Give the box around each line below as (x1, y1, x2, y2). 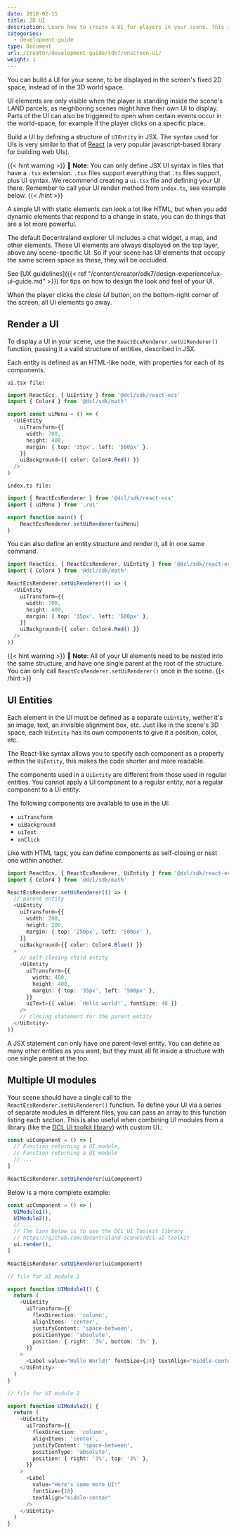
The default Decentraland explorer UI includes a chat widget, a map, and (7, 233, 218, 241)
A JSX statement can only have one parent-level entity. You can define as (7, 1039, 220, 1047)
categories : (7, 30, 42, 37)
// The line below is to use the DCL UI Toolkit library (13, 1228, 184, 1235)
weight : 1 (7, 56, 37, 63)
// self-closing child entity (20, 954, 109, 961)
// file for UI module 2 (7, 1390, 80, 1397)
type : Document (7, 43, 52, 50)
